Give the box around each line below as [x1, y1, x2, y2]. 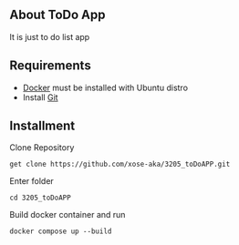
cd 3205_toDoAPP [9, 193, 71, 203]
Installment [9, 118, 76, 134]
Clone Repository [9, 142, 75, 153]
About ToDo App [9, 7, 106, 23]
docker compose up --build [9, 227, 112, 236]
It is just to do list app [9, 31, 90, 42]
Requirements [9, 58, 91, 74]
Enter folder [9, 176, 55, 187]
